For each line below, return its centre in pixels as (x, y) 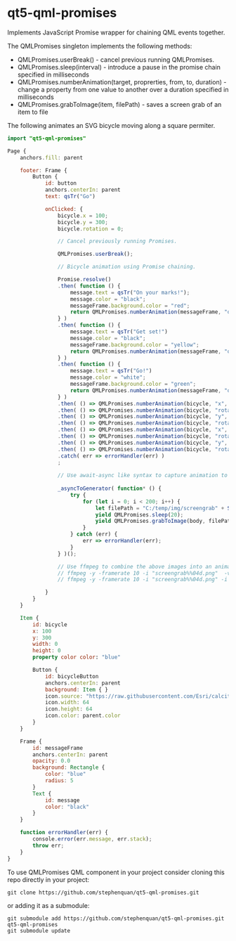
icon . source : (64, 696)
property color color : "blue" (77, 657)
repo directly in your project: (48, 879)
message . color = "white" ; (108, 377)
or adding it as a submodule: (48, 905)
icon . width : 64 (67, 703)
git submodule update (39, 930)
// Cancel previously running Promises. (117, 241)
